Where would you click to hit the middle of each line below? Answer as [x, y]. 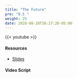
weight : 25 [16, 19]
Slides [18, 59]
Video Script [18, 70]
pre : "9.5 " [17, 14]
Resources [16, 48]
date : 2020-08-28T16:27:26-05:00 [39, 23]
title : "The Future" [26, 10]
